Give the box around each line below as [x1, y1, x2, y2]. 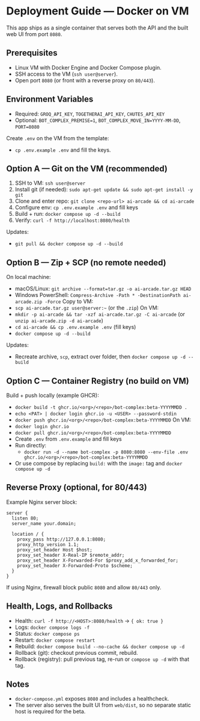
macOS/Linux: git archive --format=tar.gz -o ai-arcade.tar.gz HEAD [14, 285, 192, 292]
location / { [11, 531, 44, 537]
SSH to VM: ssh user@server [14, 179, 86, 187]
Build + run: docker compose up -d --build [14, 210, 121, 218]
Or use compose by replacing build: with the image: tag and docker [14, 460, 183, 467]
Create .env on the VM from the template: [6, 134, 109, 142]
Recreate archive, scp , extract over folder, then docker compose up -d [14, 353, 186, 360]
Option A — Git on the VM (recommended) [6, 164, 168, 174]
